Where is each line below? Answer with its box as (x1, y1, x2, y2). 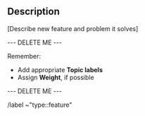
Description (7, 6, 60, 18)
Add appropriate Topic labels (17, 65, 103, 74)
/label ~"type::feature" (7, 100, 72, 109)
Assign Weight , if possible (17, 73, 94, 81)
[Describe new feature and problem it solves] (7, 24, 139, 33)
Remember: (7, 52, 41, 60)
